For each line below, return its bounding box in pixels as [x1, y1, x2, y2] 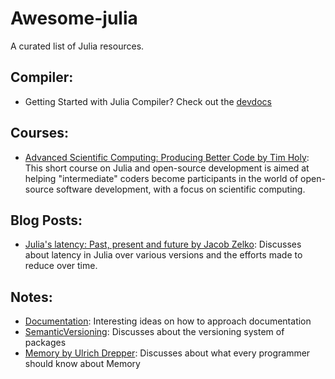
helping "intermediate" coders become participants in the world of [24, 172, 299, 184]
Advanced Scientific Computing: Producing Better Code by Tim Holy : [24, 151, 310, 163]
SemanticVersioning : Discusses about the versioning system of [24, 326, 285, 338]
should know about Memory [24, 358, 141, 370]
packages [24, 337, 67, 349]
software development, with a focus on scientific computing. [55, 183, 306, 195]
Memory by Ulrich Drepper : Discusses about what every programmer [24, 347, 311, 359]
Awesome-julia [10, 7, 138, 30]
